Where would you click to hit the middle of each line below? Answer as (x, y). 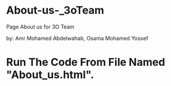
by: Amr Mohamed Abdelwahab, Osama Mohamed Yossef (77, 38)
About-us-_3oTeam (55, 10)
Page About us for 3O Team (40, 27)
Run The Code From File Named (86, 62)
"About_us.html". (50, 75)
